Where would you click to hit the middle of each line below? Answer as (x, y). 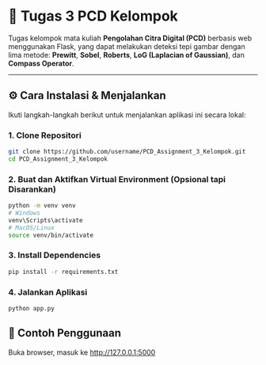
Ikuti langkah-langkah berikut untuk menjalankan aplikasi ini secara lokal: (127, 115)
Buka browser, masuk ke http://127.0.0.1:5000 (82, 352)
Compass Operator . (41, 63)
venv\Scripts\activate (46, 220)
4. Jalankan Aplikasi (48, 292)
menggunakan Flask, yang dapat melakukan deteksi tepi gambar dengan (127, 46)
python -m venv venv (42, 206)
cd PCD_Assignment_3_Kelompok (58, 159)
